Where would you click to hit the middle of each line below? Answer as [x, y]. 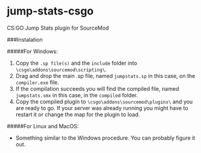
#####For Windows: [32, 51]
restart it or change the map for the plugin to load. [78, 114]
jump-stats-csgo [50, 11]
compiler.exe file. [37, 82]
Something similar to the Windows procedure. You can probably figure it [105, 138]
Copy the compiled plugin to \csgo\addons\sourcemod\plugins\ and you [104, 102]
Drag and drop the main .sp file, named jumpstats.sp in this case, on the [105, 76]
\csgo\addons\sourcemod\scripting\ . [61, 69]
